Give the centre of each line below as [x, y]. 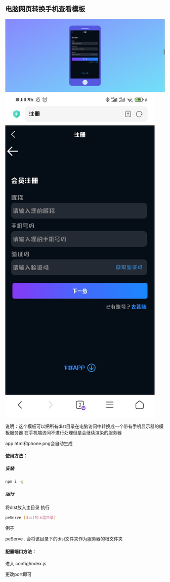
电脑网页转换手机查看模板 [45, 9]
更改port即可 [18, 574]
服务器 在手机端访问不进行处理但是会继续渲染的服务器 [66, 432]
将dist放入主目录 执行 [27, 507]
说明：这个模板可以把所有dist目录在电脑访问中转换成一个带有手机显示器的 [82, 426]
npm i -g [14, 482]
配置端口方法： [21, 551]
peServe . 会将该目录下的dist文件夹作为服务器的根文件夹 [64, 538]
